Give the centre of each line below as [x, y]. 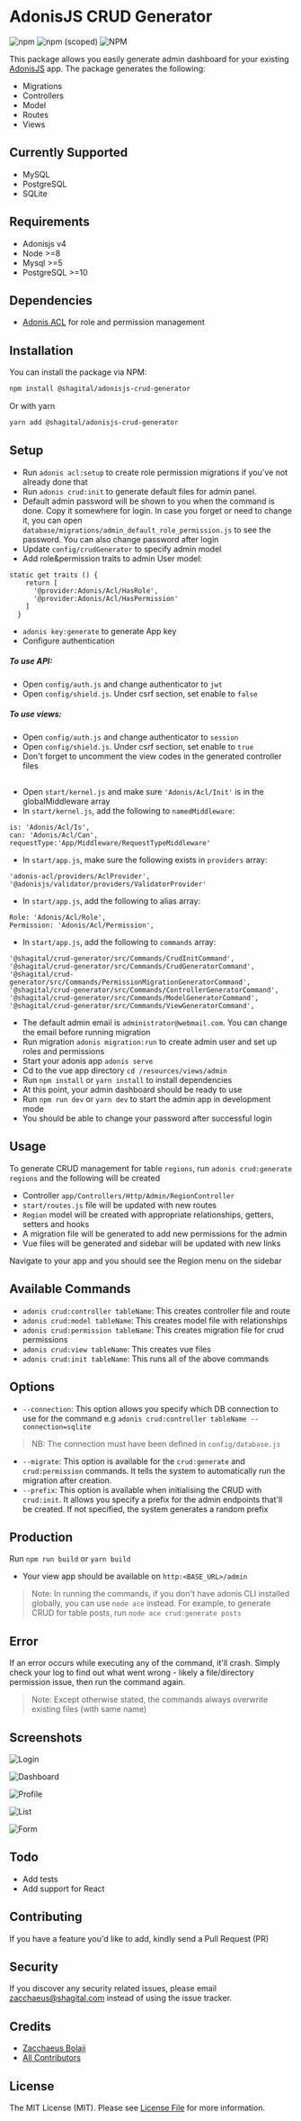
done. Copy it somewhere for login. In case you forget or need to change [157, 510]
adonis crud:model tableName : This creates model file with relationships [155, 1320]
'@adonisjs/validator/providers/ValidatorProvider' [108, 885]
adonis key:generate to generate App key [99, 631]
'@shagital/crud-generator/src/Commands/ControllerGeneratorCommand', [144, 990]
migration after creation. [67, 1480]
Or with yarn [32, 406]
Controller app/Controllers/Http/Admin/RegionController [128, 1195]
